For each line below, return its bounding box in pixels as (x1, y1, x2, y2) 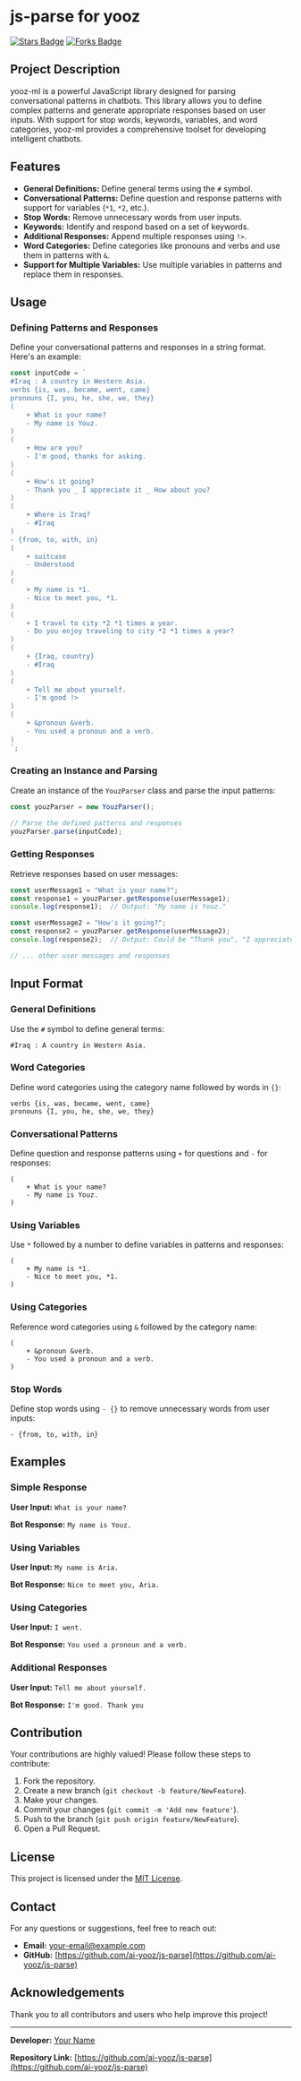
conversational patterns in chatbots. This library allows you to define (10, 95, 263, 106)
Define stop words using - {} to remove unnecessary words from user (10, 1404, 271, 1415)
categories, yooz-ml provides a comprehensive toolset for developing (10, 124, 267, 134)
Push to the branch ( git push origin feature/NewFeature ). (22, 1814, 240, 1825)
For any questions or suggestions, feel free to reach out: (10, 1923, 217, 1934)
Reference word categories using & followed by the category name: (10, 1321, 257, 1332)
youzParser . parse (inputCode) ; (10, 827, 123, 836)
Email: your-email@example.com (22, 1940, 146, 1951)
